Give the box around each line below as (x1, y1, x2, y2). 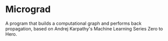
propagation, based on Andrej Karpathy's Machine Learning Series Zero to (5, 25, 163, 31)
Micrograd (5, 4, 51, 15)
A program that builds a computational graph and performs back (5, 20, 142, 26)
